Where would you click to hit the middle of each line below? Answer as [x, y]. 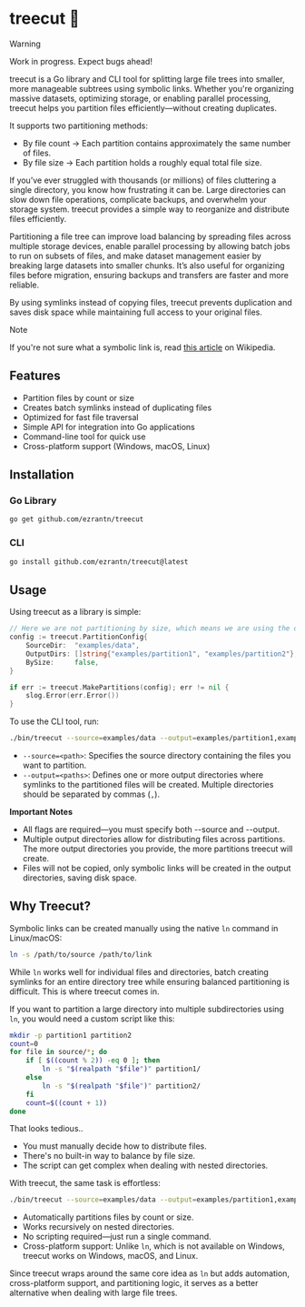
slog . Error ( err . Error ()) [73, 696]
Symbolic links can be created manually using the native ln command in [144, 928]
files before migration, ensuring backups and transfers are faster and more [149, 275]
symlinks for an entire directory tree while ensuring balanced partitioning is [150, 981]
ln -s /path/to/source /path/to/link [81, 954]
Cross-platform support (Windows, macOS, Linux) [116, 446]
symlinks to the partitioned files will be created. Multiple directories [148, 785]
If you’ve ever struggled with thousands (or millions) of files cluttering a [143, 180]
